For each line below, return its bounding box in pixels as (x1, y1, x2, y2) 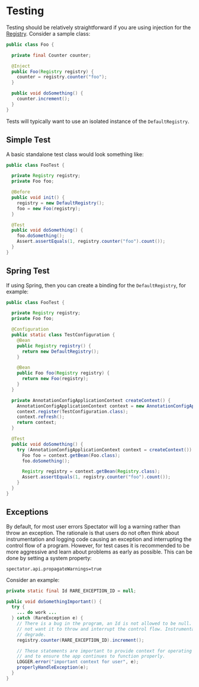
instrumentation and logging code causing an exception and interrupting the (6, 536, 192, 543)
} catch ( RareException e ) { (11, 615, 84, 621)
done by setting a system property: (6, 554, 92, 562)
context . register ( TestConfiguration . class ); (17, 409, 129, 414)
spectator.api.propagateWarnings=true (6, 566, 102, 572)
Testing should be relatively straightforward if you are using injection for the (6, 24, 191, 31)
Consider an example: (6, 576, 60, 583)
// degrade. (17, 631, 46, 638)
